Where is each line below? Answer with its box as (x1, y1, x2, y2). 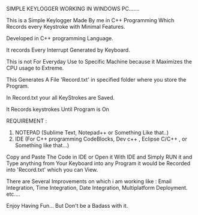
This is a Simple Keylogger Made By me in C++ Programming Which (6, 17, 175, 23)
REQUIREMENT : (6, 117, 47, 124)
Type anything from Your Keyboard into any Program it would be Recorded (6, 160, 191, 167)
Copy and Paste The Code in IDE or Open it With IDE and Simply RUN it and (6, 153, 193, 160)
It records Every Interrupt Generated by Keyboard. (6, 46, 130, 53)
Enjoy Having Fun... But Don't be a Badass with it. (6, 202, 128, 209)
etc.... (6, 190, 20, 198)
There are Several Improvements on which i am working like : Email (6, 178, 172, 185)
